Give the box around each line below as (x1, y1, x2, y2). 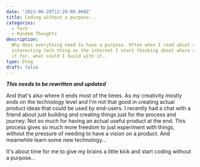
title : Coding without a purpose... (6, 14, 97, 20)
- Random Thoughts (11, 31, 58, 37)
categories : (6, 20, 36, 26)
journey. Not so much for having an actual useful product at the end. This (6, 117, 186, 125)
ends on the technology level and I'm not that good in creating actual (6, 98, 175, 106)
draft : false (6, 64, 39, 70)
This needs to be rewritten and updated (6, 81, 106, 88)
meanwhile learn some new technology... (6, 137, 107, 144)
